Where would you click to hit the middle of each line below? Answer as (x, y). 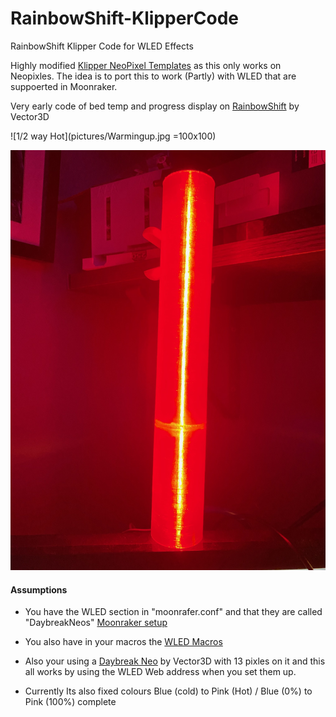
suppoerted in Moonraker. (64, 86)
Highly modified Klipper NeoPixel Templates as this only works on (146, 65)
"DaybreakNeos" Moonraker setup (96, 623)
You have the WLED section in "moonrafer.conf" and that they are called (173, 612)
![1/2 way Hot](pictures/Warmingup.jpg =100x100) (113, 136)
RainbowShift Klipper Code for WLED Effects (102, 46)
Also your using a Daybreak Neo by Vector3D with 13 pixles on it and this (175, 661)
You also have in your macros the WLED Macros (123, 642)
